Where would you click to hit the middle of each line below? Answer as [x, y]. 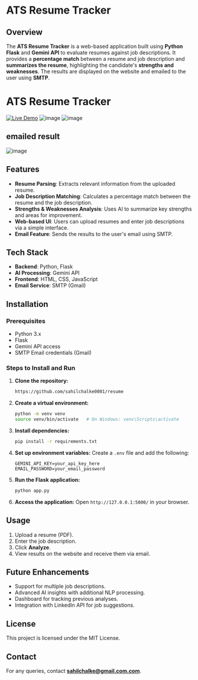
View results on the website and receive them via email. [82, 553]
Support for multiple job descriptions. [60, 587]
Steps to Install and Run [41, 368]
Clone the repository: [41, 381]
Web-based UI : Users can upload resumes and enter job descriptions [100, 221]
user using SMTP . [28, 78]
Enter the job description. [46, 541]
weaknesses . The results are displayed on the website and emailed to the [96, 71]
